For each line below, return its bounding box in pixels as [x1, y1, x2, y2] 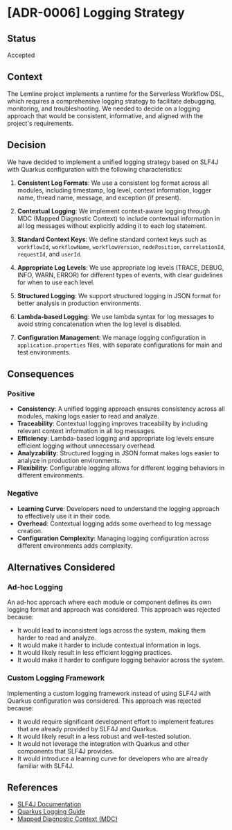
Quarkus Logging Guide [17, 808, 85, 816]
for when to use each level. [17, 278, 95, 286]
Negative [7, 489, 39, 498]
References [7, 781, 58, 793]
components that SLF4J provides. [17, 747, 114, 755]
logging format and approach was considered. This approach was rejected [7, 605, 220, 614]
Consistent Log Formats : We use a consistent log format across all [17, 179, 209, 187]
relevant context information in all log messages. [17, 427, 156, 435]
